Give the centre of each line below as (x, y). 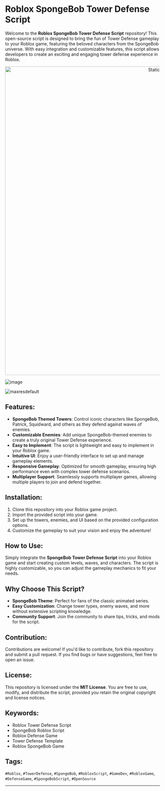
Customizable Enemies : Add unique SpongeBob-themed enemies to (82, 435)
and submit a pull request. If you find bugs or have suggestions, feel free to (81, 654)
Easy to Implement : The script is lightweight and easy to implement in (83, 445)
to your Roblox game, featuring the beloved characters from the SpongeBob (82, 43)
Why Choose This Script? (45, 589)
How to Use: (24, 546)
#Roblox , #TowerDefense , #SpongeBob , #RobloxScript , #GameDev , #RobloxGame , (80, 773)
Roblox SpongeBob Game (38, 746)
